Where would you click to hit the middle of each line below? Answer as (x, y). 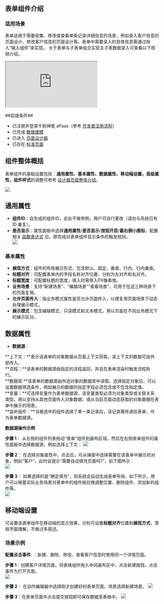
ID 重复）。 (22, 225)
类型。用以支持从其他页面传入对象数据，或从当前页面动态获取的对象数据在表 (82, 399)
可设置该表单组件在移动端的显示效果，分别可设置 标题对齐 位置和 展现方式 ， (80, 523)
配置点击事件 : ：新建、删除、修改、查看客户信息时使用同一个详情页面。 (77, 554)
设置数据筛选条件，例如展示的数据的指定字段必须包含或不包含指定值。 (76, 387)
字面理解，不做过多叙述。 (35, 529)
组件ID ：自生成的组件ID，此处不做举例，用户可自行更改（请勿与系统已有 (85, 218)
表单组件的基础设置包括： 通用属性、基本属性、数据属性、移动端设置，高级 (80, 174)
